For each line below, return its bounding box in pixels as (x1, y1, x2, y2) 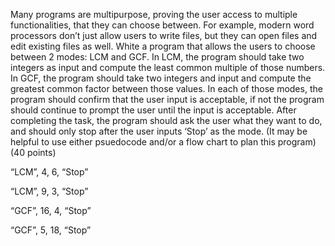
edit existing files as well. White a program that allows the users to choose (10, 40, 316, 52)
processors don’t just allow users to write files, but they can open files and (10, 30, 318, 41)
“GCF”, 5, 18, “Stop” (10, 224, 92, 236)
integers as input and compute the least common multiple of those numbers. (10, 62, 326, 73)
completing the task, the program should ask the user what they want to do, (10, 115, 323, 126)
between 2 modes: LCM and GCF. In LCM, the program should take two (10, 51, 305, 63)
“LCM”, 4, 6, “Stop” (10, 166, 89, 178)
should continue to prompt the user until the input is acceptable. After (10, 104, 297, 116)
